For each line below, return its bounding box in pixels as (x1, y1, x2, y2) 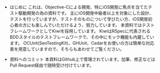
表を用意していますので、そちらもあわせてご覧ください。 (9, 46, 125, 52)
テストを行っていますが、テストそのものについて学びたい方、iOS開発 (9, 16, 148, 22)
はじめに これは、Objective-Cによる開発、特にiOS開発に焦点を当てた (9, 4, 148, 10)
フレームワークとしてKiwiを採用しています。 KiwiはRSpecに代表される (9, 28, 151, 34)
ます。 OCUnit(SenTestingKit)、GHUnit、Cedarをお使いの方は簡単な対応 (9, 40, 155, 46)
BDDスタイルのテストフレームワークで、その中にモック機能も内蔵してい (9, 34, 154, 40)
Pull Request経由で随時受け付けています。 (9, 62, 94, 68)
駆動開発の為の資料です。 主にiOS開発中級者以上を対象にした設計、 (18, 10, 154, 16)
